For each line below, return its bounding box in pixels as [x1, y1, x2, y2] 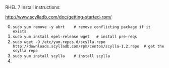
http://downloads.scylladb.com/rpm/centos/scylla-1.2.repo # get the [12, 44, 164, 49]
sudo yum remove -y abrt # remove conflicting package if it [12, 24, 151, 29]
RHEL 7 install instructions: [5, 4, 61, 10]
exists [12, 29, 27, 34]
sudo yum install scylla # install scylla [12, 53, 110, 58]
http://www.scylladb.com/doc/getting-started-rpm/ [5, 14, 112, 19]
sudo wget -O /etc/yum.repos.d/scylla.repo [12, 39, 106, 44]
